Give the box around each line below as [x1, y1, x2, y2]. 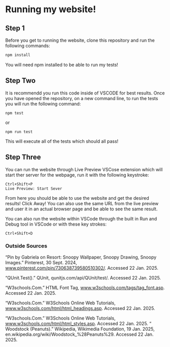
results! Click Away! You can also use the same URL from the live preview [5, 200, 159, 206]
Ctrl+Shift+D [5, 231, 33, 236]
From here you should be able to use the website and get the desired [5, 195, 150, 201]
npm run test [5, 129, 33, 134]
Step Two [5, 76, 36, 85]
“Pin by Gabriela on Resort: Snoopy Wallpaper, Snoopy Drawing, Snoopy [5, 254, 157, 260]
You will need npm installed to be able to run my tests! [5, 61, 118, 68]
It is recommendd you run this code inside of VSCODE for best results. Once [5, 90, 165, 96]
